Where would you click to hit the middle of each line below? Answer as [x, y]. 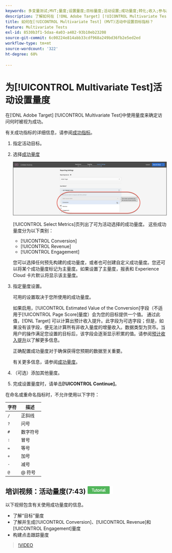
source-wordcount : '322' [32, 49]
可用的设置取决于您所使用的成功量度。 [53, 297]
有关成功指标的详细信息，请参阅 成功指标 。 [50, 132]
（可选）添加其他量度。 [37, 373]
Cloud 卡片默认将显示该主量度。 [47, 275]
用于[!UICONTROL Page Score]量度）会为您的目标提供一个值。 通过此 [87, 314]
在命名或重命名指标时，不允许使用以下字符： [52, 395]
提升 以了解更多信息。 [40, 340]
